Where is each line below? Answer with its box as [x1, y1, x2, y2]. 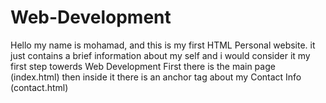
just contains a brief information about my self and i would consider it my [10, 49, 311, 61]
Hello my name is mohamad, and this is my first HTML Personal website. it [10, 39, 316, 51]
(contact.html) [10, 81, 69, 93]
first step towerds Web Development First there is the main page [10, 60, 276, 72]
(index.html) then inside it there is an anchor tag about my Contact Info [10, 71, 302, 83]
